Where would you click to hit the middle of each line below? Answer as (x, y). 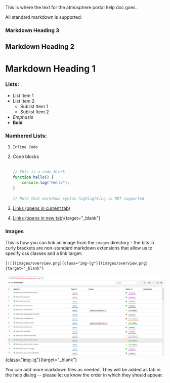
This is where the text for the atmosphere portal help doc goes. (71, 7)
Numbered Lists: (26, 136)
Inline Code (25, 147)
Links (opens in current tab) (41, 208)
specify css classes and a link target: (44, 253)
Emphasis (23, 117)
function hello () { (33, 177)
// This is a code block (39, 172)
